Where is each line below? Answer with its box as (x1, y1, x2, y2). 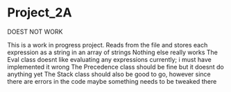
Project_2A (7, 5, 72, 21)
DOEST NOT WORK (7, 27, 63, 36)
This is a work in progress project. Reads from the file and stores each (7, 41, 208, 49)
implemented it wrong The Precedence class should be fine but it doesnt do (7, 62, 224, 71)
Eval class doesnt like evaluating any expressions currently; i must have (7, 55, 212, 63)
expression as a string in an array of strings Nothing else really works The (7, 48, 219, 56)
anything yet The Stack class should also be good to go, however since (7, 70, 211, 78)
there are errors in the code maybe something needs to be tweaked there (7, 77, 217, 85)
